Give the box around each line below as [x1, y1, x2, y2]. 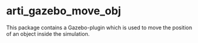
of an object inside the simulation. [6, 30, 90, 37]
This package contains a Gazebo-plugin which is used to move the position [6, 24, 193, 31]
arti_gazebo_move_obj [6, 4, 121, 18]
